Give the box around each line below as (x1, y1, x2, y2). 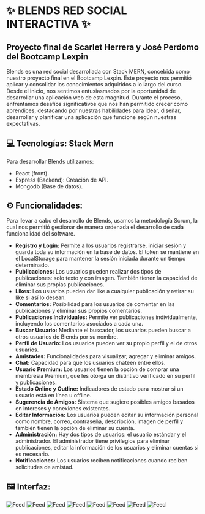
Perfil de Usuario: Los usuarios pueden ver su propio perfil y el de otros (15, 339, 198, 347)
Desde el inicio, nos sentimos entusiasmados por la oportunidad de (6, 87, 176, 94)
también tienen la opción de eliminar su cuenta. (15, 424, 135, 431)
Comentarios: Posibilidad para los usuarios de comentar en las (15, 300, 175, 307)
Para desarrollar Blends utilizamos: (6, 158, 94, 165)
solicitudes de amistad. (15, 463, 74, 470)
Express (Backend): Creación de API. (15, 176, 109, 183)
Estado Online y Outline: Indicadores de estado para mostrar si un (15, 385, 184, 393)
